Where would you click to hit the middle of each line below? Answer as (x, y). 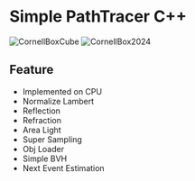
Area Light (42, 130)
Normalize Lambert (58, 101)
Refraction (42, 120)
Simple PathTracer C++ (98, 17)
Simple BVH (45, 158)
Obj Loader (43, 149)
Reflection (42, 111)
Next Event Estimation (64, 167)
